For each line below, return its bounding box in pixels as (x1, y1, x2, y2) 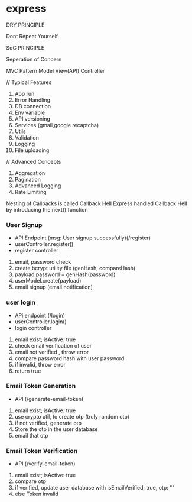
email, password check (14, 258, 71, 265)
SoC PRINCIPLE (6, 44, 45, 51)
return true (14, 367, 41, 374)
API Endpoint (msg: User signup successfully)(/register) (14, 234, 151, 241)
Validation (14, 134, 40, 141)
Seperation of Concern (6, 56, 62, 63)
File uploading (14, 147, 50, 154)
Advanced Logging (14, 182, 61, 189)
